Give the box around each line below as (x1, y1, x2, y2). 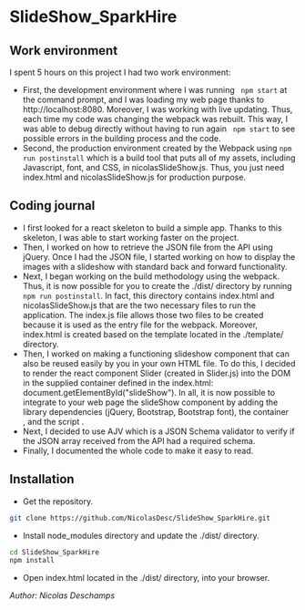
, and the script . (22, 416, 85, 427)
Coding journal (9, 198, 96, 213)
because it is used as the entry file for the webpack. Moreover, (22, 319, 258, 330)
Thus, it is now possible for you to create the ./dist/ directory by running (22, 280, 293, 291)
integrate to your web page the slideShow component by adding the (22, 397, 279, 408)
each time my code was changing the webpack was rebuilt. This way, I (22, 114, 289, 124)
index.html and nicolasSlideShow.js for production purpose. (22, 171, 247, 182)
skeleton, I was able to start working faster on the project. (22, 232, 239, 243)
